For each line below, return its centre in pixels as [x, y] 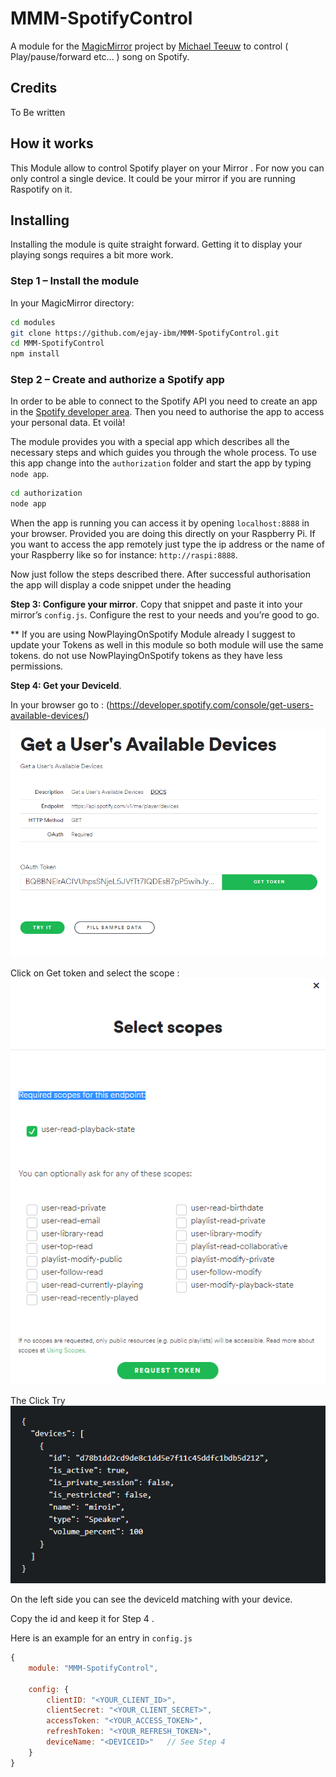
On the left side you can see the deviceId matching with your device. [151, 1599]
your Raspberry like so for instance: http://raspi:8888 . [124, 555]
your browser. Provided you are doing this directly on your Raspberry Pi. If [163, 534]
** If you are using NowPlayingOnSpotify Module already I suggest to [153, 634]
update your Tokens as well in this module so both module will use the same [167, 645]
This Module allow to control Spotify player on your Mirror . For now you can [167, 168]
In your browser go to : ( [60, 705]
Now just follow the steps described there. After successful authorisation [160, 574]
